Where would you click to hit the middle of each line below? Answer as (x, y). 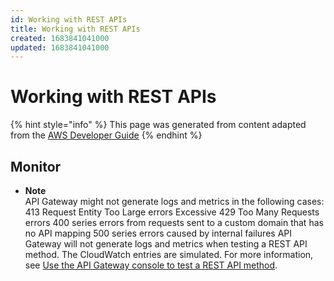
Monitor (36, 166)
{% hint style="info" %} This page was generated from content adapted (158, 125)
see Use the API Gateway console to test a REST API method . (151, 265)
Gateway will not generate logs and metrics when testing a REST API (166, 244)
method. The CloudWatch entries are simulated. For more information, (169, 254)
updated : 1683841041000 (60, 47)
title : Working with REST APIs (75, 29)
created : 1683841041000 (60, 38)
